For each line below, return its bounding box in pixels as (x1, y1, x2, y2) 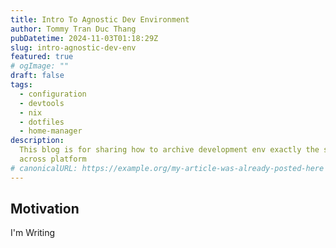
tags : (10, 80, 33, 90)
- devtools (19, 98, 65, 108)
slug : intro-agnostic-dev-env (10, 42, 137, 53)
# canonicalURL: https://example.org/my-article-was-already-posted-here (10, 163, 325, 173)
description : (10, 136, 65, 146)
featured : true (10, 52, 74, 62)
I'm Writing (10, 227, 56, 239)
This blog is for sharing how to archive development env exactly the (19, 145, 320, 155)
